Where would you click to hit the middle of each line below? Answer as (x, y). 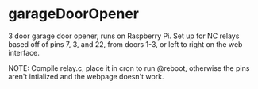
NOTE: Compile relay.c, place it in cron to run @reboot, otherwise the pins (129, 68)
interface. (24, 52)
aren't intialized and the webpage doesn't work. (86, 76)
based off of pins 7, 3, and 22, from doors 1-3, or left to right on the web (125, 44)
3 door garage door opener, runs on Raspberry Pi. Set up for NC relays (124, 36)
